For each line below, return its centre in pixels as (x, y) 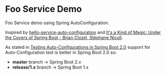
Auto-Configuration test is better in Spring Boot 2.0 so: (61, 52)
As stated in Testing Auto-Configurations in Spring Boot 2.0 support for (78, 47)
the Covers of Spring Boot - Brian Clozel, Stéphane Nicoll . (64, 37)
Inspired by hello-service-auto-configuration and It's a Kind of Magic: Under (83, 32)
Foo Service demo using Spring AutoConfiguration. (57, 23)
